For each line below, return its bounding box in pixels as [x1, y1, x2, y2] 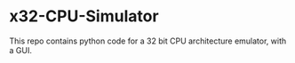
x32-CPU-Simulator [9, 6, 159, 27]
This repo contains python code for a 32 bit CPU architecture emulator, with [9, 35, 287, 46]
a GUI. [9, 44, 33, 55]
